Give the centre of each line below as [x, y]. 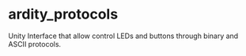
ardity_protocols [63, 14]
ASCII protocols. [35, 44]
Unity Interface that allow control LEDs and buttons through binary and [123, 36]
